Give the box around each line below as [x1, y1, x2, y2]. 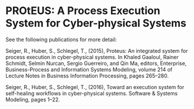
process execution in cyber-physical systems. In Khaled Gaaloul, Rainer [5, 53, 179, 60]
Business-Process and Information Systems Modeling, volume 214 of [5, 66, 173, 73]
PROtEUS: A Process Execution [5, 4, 160, 18]
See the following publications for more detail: [5, 36, 117, 43]
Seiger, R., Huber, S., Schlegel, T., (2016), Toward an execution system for [5, 83, 185, 90]
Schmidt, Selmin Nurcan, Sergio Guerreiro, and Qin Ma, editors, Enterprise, [5, 60, 187, 67]
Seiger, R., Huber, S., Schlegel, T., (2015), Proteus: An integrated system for [5, 47, 188, 54]
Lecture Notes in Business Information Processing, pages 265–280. [5, 72, 169, 79]
